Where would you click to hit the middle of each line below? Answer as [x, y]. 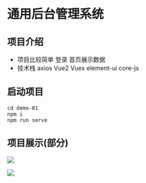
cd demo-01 [23, 108]
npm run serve [28, 120]
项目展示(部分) [38, 143]
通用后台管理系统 [56, 14]
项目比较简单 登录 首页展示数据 [61, 60]
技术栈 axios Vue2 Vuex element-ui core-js [78, 68]
